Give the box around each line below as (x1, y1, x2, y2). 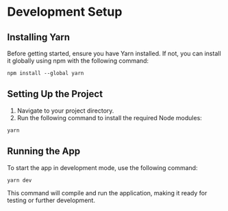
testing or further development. (7, 196, 96, 204)
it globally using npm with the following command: (7, 57, 149, 65)
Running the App (7, 145, 81, 157)
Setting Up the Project (7, 88, 103, 100)
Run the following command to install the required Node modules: (16, 113, 202, 122)
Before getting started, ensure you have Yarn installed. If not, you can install (7, 49, 221, 57)
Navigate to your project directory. (16, 107, 114, 115)
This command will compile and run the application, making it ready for (7, 188, 207, 197)
